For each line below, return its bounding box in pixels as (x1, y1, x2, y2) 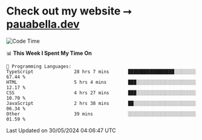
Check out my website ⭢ (6, 4, 132, 18)
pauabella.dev (6, 17, 80, 31)
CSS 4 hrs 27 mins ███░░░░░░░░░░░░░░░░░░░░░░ (6, 89, 197, 96)
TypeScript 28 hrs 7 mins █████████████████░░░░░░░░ (6, 68, 197, 75)
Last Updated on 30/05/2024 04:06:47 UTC (6, 127, 116, 134)
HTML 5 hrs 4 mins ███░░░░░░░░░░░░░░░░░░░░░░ (6, 79, 197, 85)
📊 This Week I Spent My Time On (6, 49, 92, 57)
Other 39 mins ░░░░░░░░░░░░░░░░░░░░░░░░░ (6, 110, 197, 117)
